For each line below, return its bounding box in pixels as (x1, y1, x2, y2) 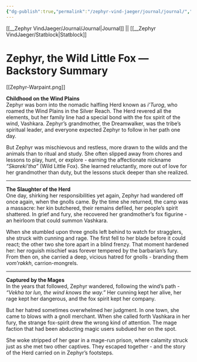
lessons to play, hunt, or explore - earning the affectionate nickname (6, 156, 171, 163)
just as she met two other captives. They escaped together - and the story (6, 343, 186, 350)
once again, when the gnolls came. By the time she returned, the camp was (6, 198, 189, 205)
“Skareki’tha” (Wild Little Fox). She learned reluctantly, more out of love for (6, 162, 188, 169)
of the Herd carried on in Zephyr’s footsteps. (6, 349, 114, 356)
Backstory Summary (6, 64, 108, 77)
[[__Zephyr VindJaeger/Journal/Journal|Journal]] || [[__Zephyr (6, 25, 157, 32)
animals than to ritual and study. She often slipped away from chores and (6, 150, 183, 157)
